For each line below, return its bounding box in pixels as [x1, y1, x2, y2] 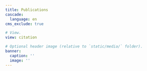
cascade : [5, 12, 24, 17]
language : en [10, 16, 37, 21]
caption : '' [10, 53, 35, 58]
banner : [5, 48, 22, 53]
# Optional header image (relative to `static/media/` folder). [5, 44, 143, 49]
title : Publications [5, 7, 49, 12]
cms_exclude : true [5, 21, 44, 26]
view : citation [5, 35, 37, 40]
